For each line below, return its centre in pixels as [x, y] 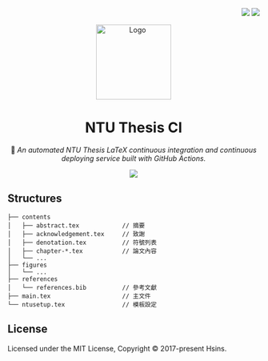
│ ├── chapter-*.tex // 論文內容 [82, 251]
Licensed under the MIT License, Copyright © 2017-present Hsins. [117, 348]
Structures [35, 199]
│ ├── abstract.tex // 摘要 [76, 225]
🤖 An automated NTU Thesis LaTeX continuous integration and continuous [134, 150]
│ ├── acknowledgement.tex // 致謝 [76, 234]
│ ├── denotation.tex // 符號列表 [82, 243]
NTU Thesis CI [134, 128]
